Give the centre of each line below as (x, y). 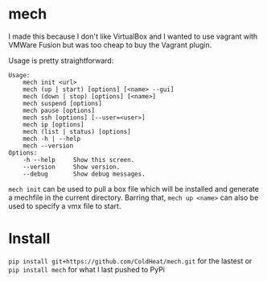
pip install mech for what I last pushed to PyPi (87, 269)
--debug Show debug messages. (84, 174)
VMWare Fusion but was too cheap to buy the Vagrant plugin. (110, 44)
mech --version (48, 146)
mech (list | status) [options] (77, 131)
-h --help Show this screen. (79, 160)
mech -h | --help (52, 139)
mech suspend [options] (63, 103)
